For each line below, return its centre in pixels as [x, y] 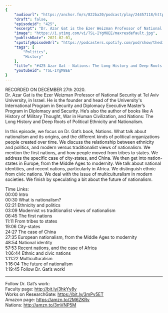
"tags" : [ [24, 47]
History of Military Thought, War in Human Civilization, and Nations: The [79, 116]
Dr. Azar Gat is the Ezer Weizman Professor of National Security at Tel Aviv [82, 95]
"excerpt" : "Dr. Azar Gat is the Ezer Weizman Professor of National [88, 29]
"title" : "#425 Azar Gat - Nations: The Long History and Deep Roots [88, 66]
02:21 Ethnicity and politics [33, 205]
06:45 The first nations [29, 216]
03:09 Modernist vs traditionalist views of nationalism [60, 210]
